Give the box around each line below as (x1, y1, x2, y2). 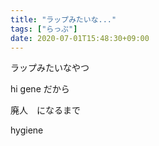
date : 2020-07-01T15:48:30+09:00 (10, 33, 150, 43)
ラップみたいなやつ (10, 62, 90, 74)
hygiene (10, 124, 44, 136)
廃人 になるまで (10, 104, 81, 116)
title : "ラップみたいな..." (10, 14, 117, 25)
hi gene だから (10, 83, 70, 95)
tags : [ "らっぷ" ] (10, 24, 78, 34)
